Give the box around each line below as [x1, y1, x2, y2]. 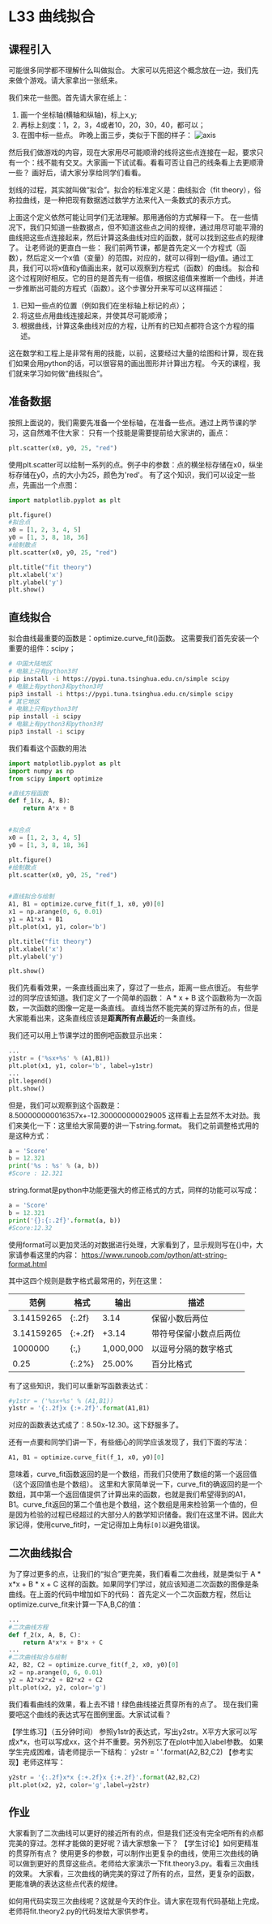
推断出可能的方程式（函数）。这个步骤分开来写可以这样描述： [22, 283, 225, 293]
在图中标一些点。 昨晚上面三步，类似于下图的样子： [19, 131, 193, 140]
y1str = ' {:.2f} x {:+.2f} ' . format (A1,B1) [8, 1405, 151, 1413]
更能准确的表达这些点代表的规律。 [8, 1879, 122, 1889]
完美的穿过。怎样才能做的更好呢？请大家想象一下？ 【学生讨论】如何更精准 [8, 1839, 259, 1849]
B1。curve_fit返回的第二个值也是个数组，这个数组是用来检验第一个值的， [8, 1500, 251, 1509]
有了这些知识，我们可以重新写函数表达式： [8, 1380, 151, 1390]
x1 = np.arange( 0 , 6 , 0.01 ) [8, 908, 104, 916]
